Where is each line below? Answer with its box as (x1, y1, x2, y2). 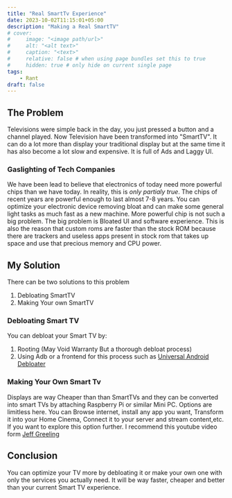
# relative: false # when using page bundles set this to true (7, 55, 206, 62)
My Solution (7, 259, 61, 271)
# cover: (7, 29, 33, 37)
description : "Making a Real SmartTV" (7, 23, 119, 30)
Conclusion (7, 450, 58, 462)
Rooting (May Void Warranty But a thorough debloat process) (17, 345, 193, 354)
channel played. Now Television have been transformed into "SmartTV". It (7, 132, 217, 141)
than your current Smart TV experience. (7, 483, 121, 491)
